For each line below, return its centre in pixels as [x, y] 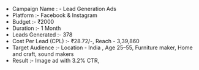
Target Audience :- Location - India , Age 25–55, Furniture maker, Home [102, 47]
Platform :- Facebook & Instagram [55, 15]
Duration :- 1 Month [36, 28]
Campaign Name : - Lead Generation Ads [64, 9]
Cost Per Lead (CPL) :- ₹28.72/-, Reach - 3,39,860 [76, 41]
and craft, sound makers [43, 54]
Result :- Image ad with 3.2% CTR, [56, 61]
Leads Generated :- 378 [42, 35]
